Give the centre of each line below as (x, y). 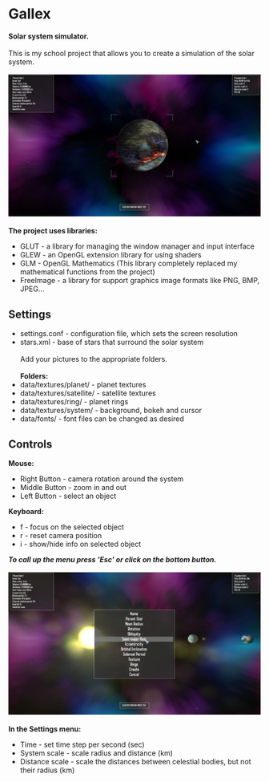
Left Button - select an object (68, 496)
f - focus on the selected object (72, 527)
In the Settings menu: (45, 729)
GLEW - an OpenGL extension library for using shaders (110, 255)
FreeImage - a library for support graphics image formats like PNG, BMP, (140, 281)
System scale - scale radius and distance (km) (96, 753)
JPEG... (32, 289)
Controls (30, 444)
